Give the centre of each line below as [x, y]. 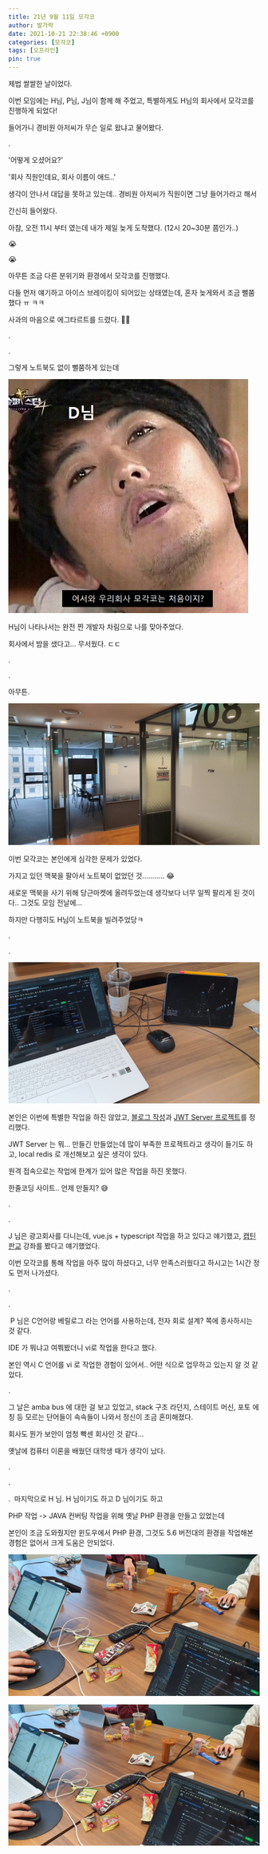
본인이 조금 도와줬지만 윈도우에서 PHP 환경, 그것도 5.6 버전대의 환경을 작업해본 [131, 1533]
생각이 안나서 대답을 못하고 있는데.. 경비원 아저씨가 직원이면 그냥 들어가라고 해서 [133, 194]
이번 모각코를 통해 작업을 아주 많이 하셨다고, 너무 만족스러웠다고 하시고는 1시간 [130, 1263]
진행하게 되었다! [33, 111]
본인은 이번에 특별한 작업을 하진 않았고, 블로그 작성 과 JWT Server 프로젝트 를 [128, 1117]
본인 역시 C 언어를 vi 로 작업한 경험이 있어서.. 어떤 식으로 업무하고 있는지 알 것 [129, 1364]
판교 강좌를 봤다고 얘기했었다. [54, 1246]
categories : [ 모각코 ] [42, 42]
